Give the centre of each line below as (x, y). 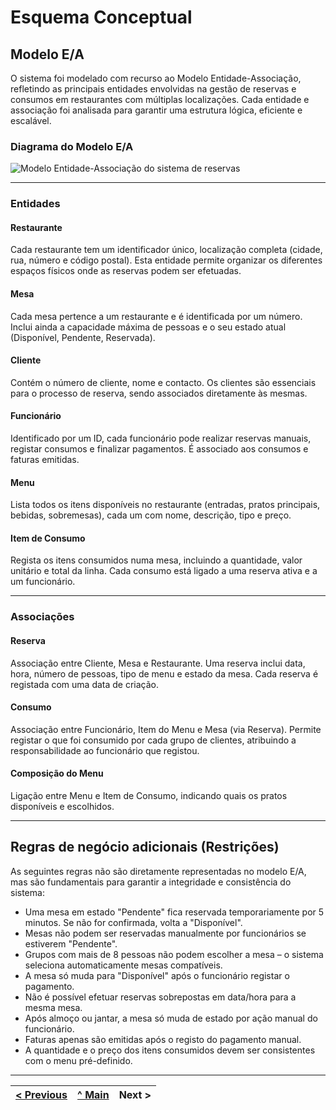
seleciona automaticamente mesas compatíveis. (123, 965)
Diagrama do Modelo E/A (72, 146)
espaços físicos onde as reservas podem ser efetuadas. (126, 271)
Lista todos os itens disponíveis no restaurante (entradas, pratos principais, (165, 505)
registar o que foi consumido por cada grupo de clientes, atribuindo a (153, 740)
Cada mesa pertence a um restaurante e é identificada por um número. (156, 316)
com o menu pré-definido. (78, 1060)
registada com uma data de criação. (85, 684)
